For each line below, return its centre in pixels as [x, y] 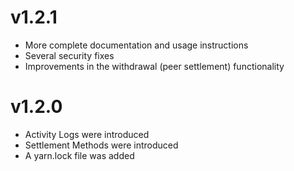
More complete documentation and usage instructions [136, 45]
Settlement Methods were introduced [101, 145]
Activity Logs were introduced [87, 134]
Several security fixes [69, 55]
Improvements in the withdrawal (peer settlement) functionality [154, 66]
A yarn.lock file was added [79, 155]
